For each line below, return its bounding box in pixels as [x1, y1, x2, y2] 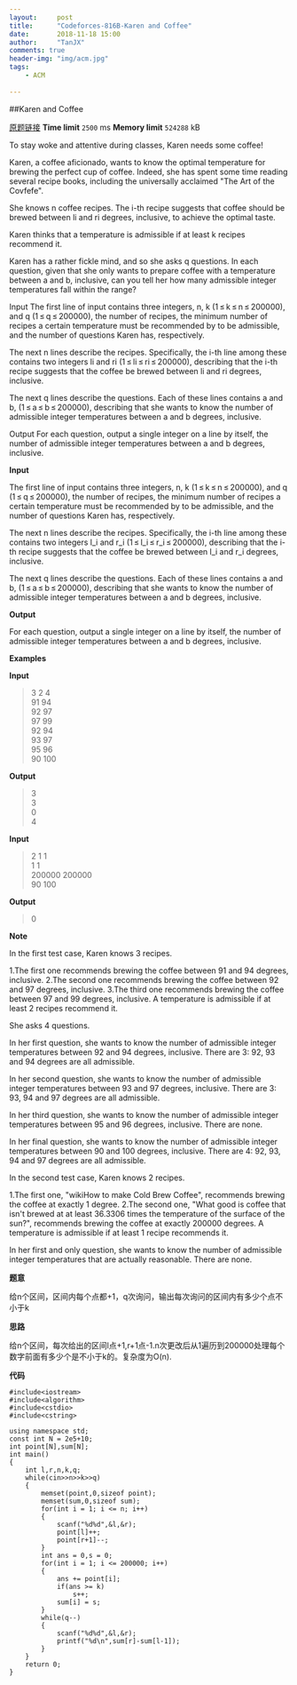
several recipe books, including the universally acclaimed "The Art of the [9, 175, 275, 187]
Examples [9, 652, 47, 663]
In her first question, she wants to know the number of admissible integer [9, 1037, 277, 1048]
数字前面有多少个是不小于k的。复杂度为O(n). [9, 1351, 172, 1362]
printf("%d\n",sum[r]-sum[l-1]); [56, 1636, 180, 1645]
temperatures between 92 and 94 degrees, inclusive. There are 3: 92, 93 [9, 1046, 276, 1058]
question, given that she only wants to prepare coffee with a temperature [9, 265, 276, 276]
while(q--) [41, 1613, 82, 1622]
